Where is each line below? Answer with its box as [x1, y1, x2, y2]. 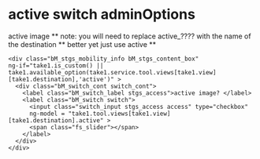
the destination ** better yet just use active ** [8, 39, 157, 49]
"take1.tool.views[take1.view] [68, 110, 171, 117]
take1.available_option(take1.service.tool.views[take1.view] [8, 68, 217, 76]
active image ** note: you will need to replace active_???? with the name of [8, 31, 251, 41]
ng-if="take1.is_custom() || [8, 61, 104, 70]
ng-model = [28, 110, 65, 117]
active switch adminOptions [8, 5, 195, 23]
